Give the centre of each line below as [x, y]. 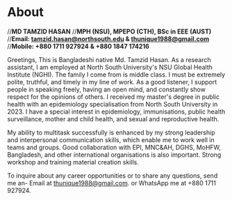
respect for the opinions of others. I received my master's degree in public [114, 97]
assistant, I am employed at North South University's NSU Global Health [110, 67]
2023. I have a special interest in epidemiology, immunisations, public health [116, 111]
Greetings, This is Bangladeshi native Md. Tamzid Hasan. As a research [109, 59]
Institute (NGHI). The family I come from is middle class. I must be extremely [116, 75]
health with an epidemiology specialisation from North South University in [113, 104]
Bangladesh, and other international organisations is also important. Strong [114, 155]
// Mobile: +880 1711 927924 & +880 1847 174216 [78, 46]
